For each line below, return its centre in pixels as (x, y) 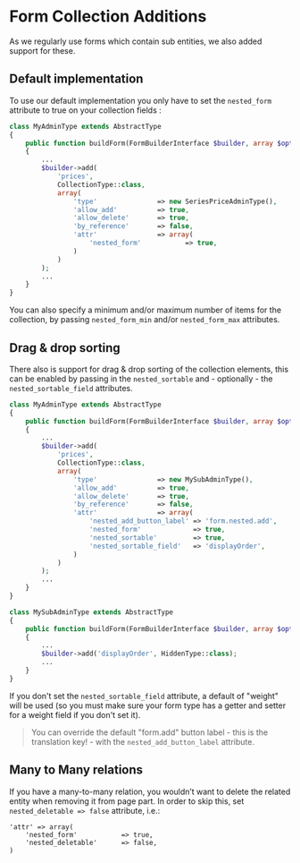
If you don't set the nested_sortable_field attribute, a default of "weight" (144, 696)
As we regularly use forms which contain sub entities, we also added (136, 41)
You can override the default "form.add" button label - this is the (150, 732)
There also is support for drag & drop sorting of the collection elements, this (149, 369)
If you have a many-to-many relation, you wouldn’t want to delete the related (150, 791)
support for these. (42, 50)
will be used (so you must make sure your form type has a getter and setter (148, 705)
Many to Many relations (76, 770)
